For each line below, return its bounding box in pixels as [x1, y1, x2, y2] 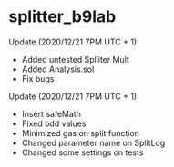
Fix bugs [21, 73, 55, 83]
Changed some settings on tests [21, 147, 144, 158]
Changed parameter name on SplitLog [21, 137, 166, 148]
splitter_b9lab [8, 6, 117, 27]
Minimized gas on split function [21, 127, 140, 138]
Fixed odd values [21, 118, 87, 129]
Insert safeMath [21, 108, 81, 119]
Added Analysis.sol [21, 64, 95, 74]
